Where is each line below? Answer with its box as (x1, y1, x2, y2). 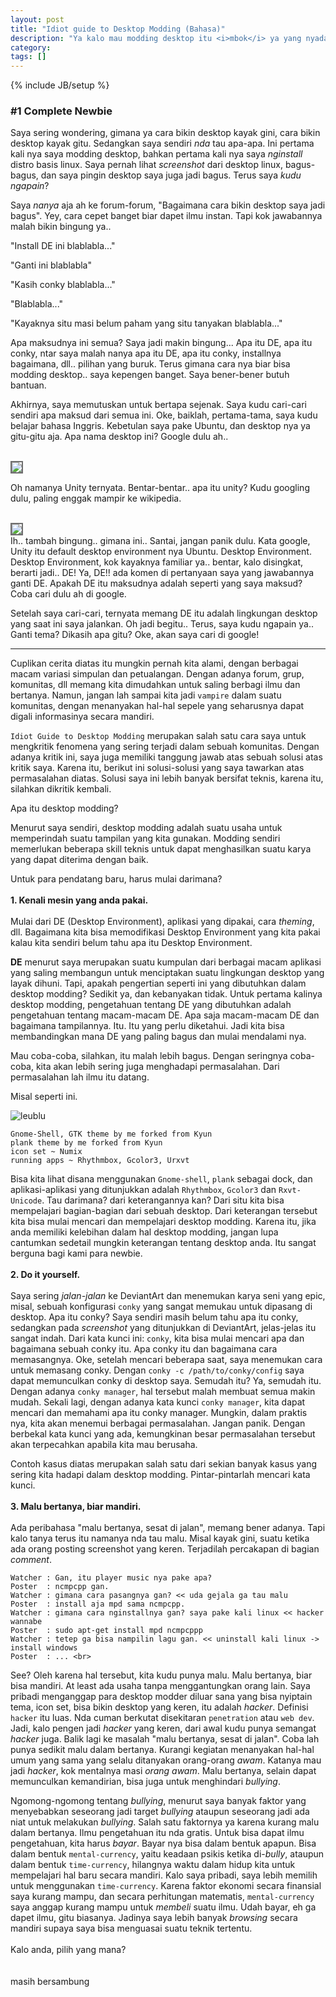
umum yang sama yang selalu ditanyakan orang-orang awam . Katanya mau (10, 1754, 322, 1766)
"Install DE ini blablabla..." (10, 240, 116, 252)
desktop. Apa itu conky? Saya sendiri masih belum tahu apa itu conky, (10, 1311, 299, 1323)
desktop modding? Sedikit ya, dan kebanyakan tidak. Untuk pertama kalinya (10, 988, 323, 1000)
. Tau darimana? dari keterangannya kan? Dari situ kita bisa (41, 1194, 285, 1206)
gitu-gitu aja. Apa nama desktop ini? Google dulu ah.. (10, 431, 229, 443)
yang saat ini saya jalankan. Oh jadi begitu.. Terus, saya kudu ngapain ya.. (10, 618, 314, 630)
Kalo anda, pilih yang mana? (10, 1944, 127, 1956)
